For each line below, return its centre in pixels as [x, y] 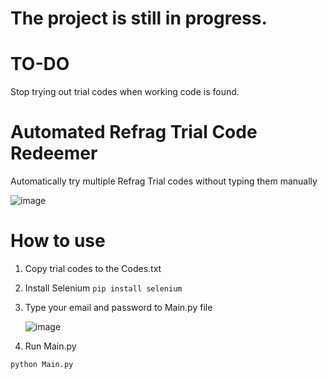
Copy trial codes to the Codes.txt [93, 268]
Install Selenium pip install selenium [103, 288]
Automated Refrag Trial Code [134, 132]
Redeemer [54, 153]
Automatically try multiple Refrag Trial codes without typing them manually [164, 181]
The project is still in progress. [139, 18]
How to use [58, 241]
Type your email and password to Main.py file [118, 307]
